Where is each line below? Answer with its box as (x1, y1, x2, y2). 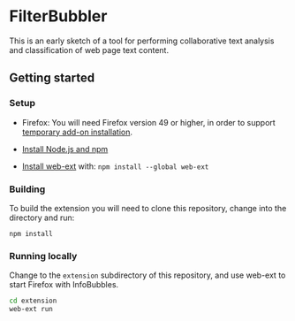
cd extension (9, 296, 57, 306)
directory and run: (9, 212, 75, 223)
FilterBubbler (9, 6, 108, 27)
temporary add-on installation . (21, 126, 132, 137)
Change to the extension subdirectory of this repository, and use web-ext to (9, 270, 286, 280)
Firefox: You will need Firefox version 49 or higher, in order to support (21, 117, 276, 127)
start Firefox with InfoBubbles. (9, 279, 119, 290)
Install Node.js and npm (21, 143, 109, 154)
